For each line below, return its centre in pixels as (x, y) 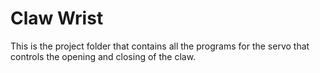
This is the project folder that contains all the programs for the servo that (160, 46)
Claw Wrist (57, 18)
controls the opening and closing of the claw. (103, 56)
